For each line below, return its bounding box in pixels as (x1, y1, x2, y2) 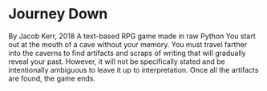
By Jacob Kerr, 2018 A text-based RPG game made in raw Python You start (8, 31, 256, 41)
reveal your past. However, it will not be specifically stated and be (8, 57, 226, 66)
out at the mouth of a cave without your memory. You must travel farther (8, 39, 247, 49)
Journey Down (8, 5, 108, 23)
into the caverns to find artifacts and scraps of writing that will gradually (8, 48, 246, 57)
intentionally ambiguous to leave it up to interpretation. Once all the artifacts (8, 65, 259, 74)
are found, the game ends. (8, 73, 96, 83)
